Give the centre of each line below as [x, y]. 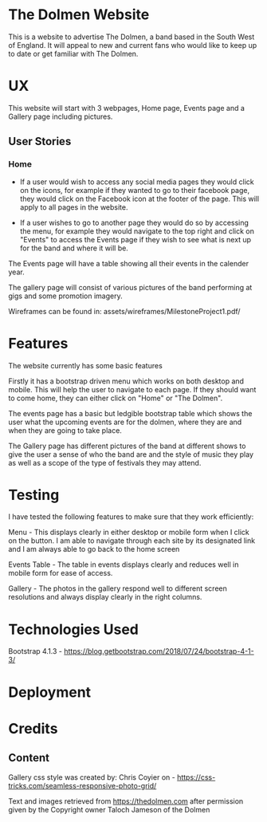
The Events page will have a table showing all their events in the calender [129, 263]
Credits [33, 728]
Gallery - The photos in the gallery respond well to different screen [118, 588]
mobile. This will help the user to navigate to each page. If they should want [132, 389]
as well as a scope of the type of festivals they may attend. [105, 462]
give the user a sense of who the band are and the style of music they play [131, 454]
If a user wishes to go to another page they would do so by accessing [134, 222]
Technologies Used [74, 629]
